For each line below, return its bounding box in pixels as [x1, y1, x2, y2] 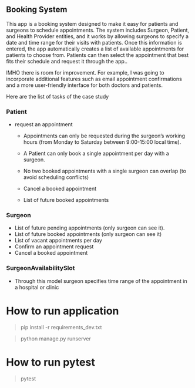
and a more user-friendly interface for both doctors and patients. [6, 82, 163, 89]
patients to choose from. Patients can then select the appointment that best [6, 51, 189, 58]
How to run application [6, 304, 119, 318]
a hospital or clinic [14, 284, 59, 291]
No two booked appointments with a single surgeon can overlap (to [23, 167, 187, 175]
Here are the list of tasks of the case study [6, 93, 109, 100]
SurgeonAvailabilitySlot [6, 264, 75, 272]
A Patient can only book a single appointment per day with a [23, 150, 169, 157]
